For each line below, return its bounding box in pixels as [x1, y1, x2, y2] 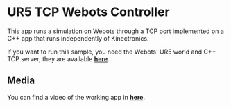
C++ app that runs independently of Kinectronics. [7, 34, 149, 42]
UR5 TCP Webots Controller [7, 4, 170, 20]
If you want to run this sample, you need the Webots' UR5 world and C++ [7, 47, 216, 56]
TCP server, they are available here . [7, 54, 110, 63]
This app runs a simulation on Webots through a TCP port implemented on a [7, 27, 224, 35]
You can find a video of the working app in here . [7, 93, 146, 101]
